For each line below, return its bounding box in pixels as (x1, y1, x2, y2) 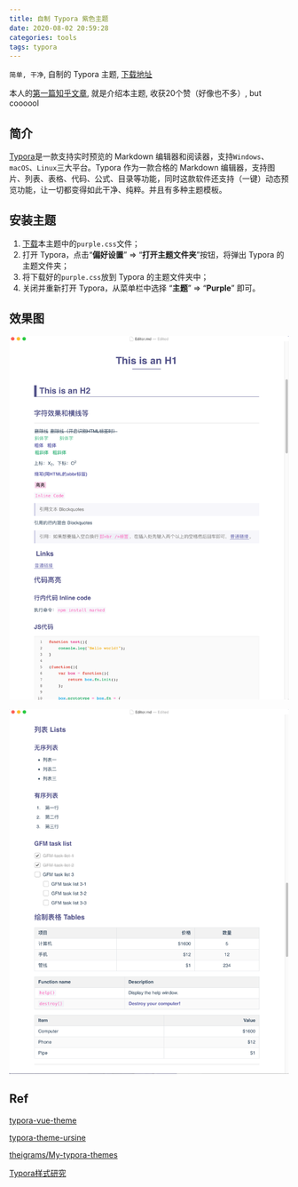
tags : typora (9, 43, 58, 52)
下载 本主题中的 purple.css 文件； (21, 238, 140, 249)
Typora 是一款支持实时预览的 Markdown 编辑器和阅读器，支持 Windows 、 (9, 151, 269, 162)
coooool (9, 98, 40, 108)
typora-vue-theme (9, 1115, 77, 1126)
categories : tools (9, 33, 77, 42)
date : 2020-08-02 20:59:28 (9, 23, 109, 33)
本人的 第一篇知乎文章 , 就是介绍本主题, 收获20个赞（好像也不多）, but (9, 88, 262, 99)
